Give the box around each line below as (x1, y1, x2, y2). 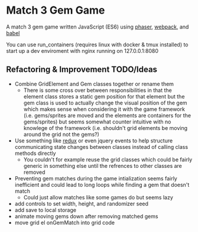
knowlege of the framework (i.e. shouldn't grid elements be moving (23, 124, 188, 131)
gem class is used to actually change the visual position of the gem (23, 99, 187, 106)
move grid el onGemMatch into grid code (14, 219, 115, 226)
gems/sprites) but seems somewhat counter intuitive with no (23, 118, 171, 125)
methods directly (14, 150, 56, 157)
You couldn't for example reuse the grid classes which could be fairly (23, 155, 193, 163)
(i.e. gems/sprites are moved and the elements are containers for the (23, 112, 191, 119)
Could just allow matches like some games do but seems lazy (23, 193, 173, 201)
